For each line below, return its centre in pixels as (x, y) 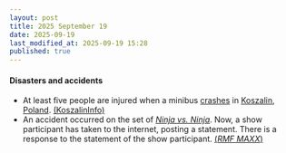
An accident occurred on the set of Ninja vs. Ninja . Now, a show (143, 120)
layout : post (34, 18)
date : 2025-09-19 (42, 34)
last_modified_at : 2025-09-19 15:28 (79, 43)
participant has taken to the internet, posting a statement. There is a (149, 129)
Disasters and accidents (56, 80)
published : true (40, 52)
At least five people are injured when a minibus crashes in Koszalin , (148, 100)
